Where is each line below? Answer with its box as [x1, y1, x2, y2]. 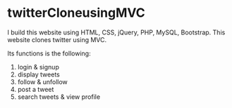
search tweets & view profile [17, 93, 101, 101]
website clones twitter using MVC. [7, 35, 107, 43]
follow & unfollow [17, 77, 68, 86]
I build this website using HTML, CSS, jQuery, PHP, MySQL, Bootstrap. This [7, 28, 226, 36]
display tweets [17, 70, 60, 79]
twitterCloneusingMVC [7, 5, 146, 21]
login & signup [17, 62, 60, 71]
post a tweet [17, 85, 54, 93]
